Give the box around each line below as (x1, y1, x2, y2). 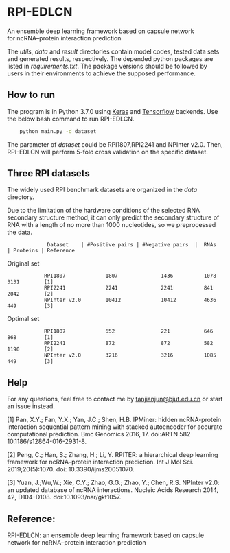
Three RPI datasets (7, 167, 91, 179)
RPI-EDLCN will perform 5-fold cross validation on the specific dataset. (7, 148, 208, 156)
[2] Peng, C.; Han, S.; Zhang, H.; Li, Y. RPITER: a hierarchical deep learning (7, 451, 218, 459)
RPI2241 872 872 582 (43, 340, 214, 347)
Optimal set (7, 315, 40, 323)
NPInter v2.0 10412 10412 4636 (43, 296, 216, 304)
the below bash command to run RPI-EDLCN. (7, 115, 135, 123)
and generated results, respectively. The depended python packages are (7, 54, 214, 62)
